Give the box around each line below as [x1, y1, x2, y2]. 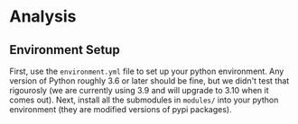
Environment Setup [9, 42, 120, 58]
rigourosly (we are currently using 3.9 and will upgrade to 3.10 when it [9, 85, 269, 95]
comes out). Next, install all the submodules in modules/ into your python [9, 94, 279, 105]
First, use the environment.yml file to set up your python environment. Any [9, 66, 284, 76]
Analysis [9, 6, 77, 27]
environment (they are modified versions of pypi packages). [9, 104, 232, 114]
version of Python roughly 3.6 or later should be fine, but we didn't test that [9, 75, 290, 86]
